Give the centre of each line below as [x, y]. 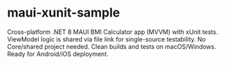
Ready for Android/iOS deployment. [58, 54]
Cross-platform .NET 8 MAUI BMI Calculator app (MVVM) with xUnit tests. [112, 32]
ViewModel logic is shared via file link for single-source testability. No [107, 39]
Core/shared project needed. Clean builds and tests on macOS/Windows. [112, 46]
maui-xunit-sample [64, 13]
